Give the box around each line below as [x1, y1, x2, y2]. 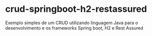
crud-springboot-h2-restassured [5, 3, 147, 15]
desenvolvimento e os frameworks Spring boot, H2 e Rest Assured [5, 25, 143, 31]
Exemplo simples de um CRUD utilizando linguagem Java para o [5, 20, 138, 26]
